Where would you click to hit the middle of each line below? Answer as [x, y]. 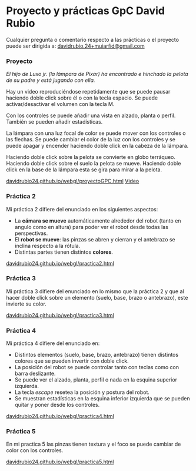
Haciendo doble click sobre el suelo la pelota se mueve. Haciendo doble [94, 164]
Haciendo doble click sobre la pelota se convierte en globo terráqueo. [91, 157]
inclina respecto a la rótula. [47, 246]
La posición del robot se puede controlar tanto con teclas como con [97, 367]
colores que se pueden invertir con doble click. [72, 361]
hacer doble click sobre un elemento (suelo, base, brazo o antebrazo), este [97, 297]
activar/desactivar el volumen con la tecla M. [60, 104]
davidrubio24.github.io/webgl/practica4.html [60, 416]
